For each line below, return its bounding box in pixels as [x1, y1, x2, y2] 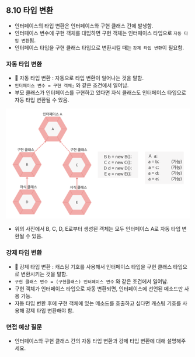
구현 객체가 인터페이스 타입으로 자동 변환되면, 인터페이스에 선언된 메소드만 [14, 285, 183, 292]
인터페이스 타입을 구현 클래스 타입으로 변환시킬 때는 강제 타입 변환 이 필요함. [14, 44, 184, 51]
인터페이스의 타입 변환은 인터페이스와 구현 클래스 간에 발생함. [14, 22, 154, 29]
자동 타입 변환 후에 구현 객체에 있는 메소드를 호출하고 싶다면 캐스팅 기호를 [14, 300, 182, 307]
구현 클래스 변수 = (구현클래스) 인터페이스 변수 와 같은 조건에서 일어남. [14, 278, 169, 285]
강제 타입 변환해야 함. [25, 307, 74, 314]
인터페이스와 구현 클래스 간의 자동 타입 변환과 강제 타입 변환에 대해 [14, 337, 166, 344]
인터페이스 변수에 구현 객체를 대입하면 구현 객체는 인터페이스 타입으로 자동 [14, 29, 182, 36]
